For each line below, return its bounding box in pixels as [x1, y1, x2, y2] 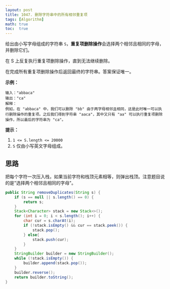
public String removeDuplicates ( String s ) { [5, 190, 101, 195]
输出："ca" [5, 96, 26, 101]
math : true [5, 21, 28, 27]
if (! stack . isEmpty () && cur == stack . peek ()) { [23, 223, 128, 228]
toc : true [5, 26, 28, 31]
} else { [23, 232, 39, 237]
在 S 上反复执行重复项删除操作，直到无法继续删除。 [5, 58, 113, 64]
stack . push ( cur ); [32, 237, 69, 242]
